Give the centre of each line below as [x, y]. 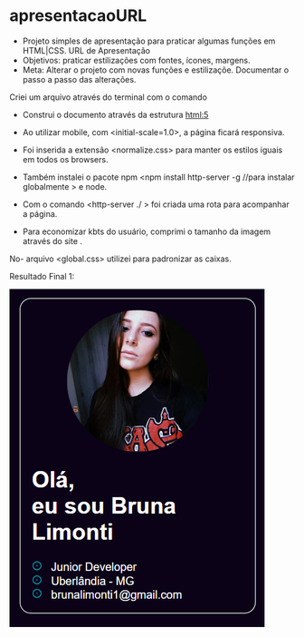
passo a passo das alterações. [79, 79]
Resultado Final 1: [42, 276]
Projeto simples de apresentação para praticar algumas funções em [149, 41]
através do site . [52, 240]
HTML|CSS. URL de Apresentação [86, 50]
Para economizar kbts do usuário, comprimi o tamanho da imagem [147, 231]
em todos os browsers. [65, 159]
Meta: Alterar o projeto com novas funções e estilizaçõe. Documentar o [156, 70]
